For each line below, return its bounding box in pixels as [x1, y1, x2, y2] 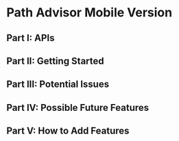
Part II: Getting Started [6, 55, 104, 66]
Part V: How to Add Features [6, 125, 130, 137]
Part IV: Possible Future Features [6, 101, 150, 114]
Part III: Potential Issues [6, 79, 110, 90]
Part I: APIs [6, 32, 55, 44]
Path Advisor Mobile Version [6, 5, 173, 21]
